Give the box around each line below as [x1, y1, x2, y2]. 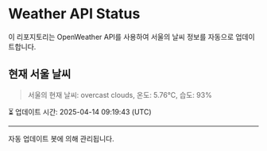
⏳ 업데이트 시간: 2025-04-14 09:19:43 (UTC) [8, 106, 152, 116]
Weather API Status [8, 5, 141, 23]
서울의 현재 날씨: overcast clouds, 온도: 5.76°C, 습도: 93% [27, 90, 212, 99]
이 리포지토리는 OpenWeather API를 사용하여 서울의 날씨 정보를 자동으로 [8, 32, 234, 41]
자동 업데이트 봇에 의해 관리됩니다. [8, 134, 114, 143]
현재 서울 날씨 [8, 68, 72, 81]
